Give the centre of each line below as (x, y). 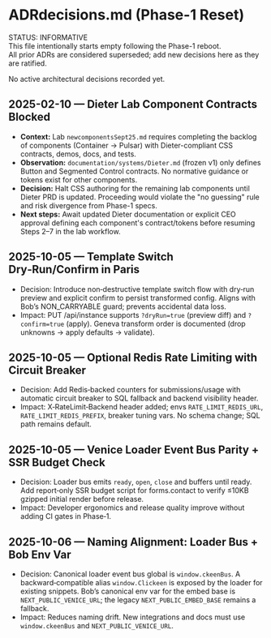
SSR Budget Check (57, 462)
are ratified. (28, 63)
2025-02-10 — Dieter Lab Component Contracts (133, 104)
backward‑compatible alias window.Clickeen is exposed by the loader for (141, 582)
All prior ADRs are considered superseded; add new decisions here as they (134, 54)
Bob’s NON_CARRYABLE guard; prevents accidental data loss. (123, 306)
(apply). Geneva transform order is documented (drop (156, 323)
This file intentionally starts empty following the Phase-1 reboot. (115, 45)
